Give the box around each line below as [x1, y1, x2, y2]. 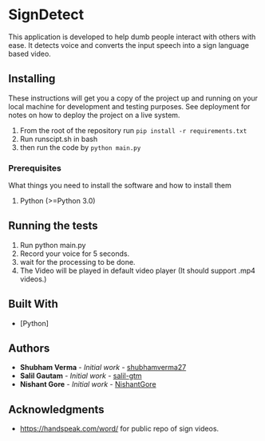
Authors [8, 341, 50, 356]
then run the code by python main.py [19, 142, 141, 152]
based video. [8, 49, 52, 58]
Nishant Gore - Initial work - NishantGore [19, 380, 157, 389]
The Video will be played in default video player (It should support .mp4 [19, 266, 255, 275]
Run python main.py [19, 240, 86, 250]
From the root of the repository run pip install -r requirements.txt [19, 125, 247, 135]
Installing [8, 72, 56, 85]
